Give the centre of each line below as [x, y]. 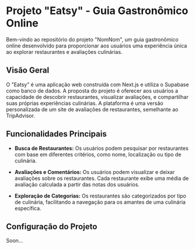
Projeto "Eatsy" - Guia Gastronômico [97, 11]
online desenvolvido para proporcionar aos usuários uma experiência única [97, 46]
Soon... [15, 241]
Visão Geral [28, 71]
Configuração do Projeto [52, 226]
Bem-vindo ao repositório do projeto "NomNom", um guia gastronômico [93, 39]
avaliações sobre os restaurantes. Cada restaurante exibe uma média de [102, 178]
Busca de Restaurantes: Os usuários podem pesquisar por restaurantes [101, 148]
